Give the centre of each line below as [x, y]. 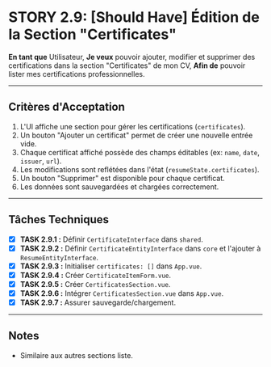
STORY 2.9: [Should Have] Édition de [134, 17]
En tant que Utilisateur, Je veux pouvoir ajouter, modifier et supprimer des [132, 57]
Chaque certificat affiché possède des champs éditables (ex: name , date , [140, 152]
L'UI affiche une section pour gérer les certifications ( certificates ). [133, 126]
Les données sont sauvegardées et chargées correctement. [119, 187]
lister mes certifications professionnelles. [77, 74]
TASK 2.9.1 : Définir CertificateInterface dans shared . [111, 239]
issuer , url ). [41, 161]
